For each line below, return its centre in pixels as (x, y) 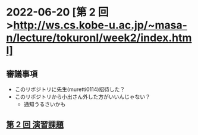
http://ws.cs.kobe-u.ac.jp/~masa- (100, 25)
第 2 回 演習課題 (35, 125)
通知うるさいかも (45, 104)
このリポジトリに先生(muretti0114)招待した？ (70, 89)
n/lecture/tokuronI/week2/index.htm (99, 38)
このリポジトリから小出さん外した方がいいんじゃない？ (82, 97)
